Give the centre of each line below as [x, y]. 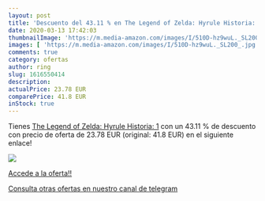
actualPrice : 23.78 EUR [47, 89]
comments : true [33, 52]
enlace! [20, 143]
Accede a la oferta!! [40, 173]
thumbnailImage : [35, 38]
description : [30, 82]
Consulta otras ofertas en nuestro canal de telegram [93, 189]
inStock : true [32, 104]
